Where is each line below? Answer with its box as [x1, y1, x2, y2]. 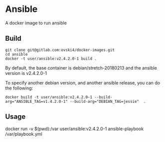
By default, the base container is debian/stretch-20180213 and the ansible [5, 65, 157, 71]
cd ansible [5, 52, 28, 57]
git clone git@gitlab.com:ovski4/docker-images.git [5, 47, 115, 53]
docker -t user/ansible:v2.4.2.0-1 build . [5, 56, 97, 61]
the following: [5, 85, 33, 91]
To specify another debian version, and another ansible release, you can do [5, 79, 161, 85]
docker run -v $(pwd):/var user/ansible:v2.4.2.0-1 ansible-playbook [5, 126, 144, 132]
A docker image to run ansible [5, 20, 67, 26]
